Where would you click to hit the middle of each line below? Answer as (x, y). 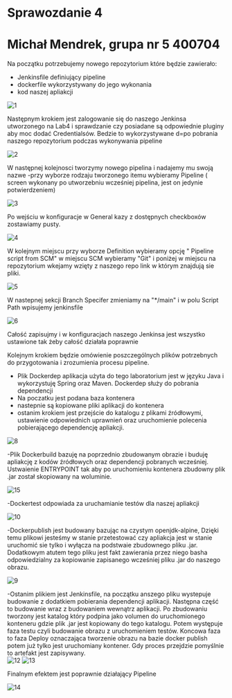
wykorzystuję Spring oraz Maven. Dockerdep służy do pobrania (108, 384)
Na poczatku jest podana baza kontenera (76, 398)
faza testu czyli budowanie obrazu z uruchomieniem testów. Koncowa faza (114, 631)
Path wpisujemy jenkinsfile (45, 307)
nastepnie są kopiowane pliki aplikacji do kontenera (90, 406)
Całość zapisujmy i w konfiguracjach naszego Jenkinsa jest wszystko (106, 334)
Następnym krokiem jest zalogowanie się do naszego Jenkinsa (97, 119)
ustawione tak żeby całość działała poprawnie (73, 342)
